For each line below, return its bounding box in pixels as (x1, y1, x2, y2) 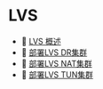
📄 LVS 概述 (20, 36, 61, 46)
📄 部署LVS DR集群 (20, 46, 88, 58)
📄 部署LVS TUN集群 (20, 69, 94, 80)
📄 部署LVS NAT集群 (20, 58, 92, 69)
